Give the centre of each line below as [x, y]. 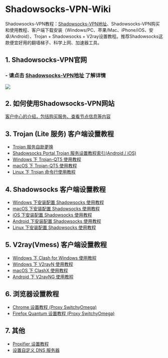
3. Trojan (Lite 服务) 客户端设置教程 [60, 134]
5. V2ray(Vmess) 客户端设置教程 [56, 245]
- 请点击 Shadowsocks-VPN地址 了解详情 [56, 75]
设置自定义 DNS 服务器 [36, 350]
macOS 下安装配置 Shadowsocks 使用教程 [56, 209]
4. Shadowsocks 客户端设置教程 [56, 189]
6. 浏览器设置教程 [32, 294]
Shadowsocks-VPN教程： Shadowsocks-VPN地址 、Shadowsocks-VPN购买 [83, 24]
